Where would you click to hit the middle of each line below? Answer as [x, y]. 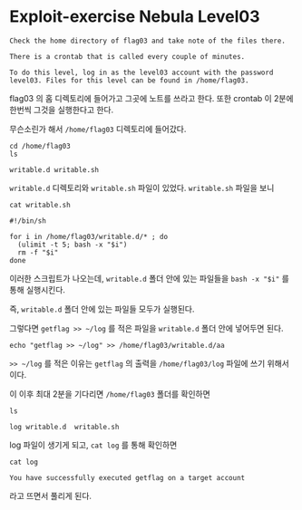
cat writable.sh [40, 205]
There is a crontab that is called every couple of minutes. [127, 56]
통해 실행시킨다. [38, 289]
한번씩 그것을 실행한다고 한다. [62, 110]
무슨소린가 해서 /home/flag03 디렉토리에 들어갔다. [98, 129]
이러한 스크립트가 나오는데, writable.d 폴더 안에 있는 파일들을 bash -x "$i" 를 [150, 278]
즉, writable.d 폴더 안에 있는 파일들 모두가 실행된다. [102, 309]
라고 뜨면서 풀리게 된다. [51, 496]
